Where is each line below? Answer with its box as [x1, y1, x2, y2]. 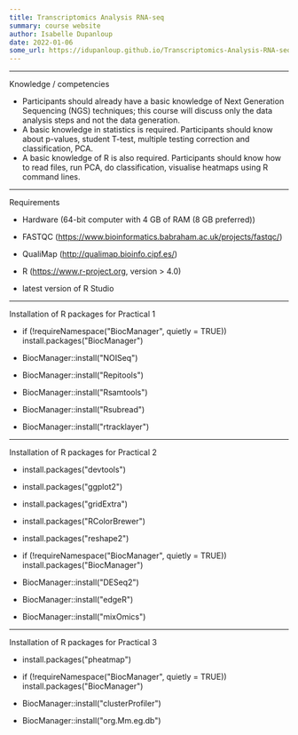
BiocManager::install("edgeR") [21, 595, 134, 605]
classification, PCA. [21, 143, 93, 154]
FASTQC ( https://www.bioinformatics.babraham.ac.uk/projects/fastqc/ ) [21, 232, 283, 243]
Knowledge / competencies [9, 79, 110, 90]
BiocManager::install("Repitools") [21, 370, 145, 380]
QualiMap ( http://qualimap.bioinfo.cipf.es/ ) [21, 249, 178, 260]
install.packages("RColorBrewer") [21, 516, 146, 527]
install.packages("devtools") [21, 464, 127, 475]
